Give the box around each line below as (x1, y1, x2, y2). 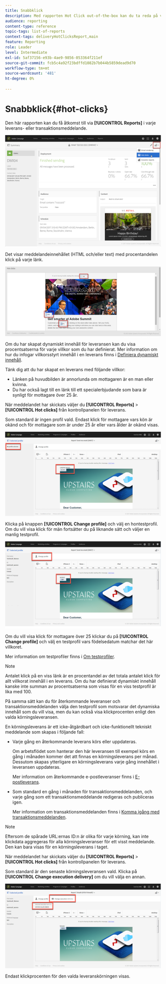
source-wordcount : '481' (5, 71, 56, 76)
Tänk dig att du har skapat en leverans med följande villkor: (5, 367, 125, 373)
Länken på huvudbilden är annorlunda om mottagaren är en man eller (12, 376, 154, 382)
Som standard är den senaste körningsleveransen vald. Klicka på (5, 868, 137, 874)
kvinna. (12, 382, 28, 388)
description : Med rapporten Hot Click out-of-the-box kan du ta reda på (5, 13, 158, 18)
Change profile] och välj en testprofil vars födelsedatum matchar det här (5, 639, 153, 645)
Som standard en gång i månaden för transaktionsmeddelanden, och (12, 788, 152, 795)
